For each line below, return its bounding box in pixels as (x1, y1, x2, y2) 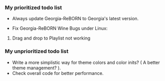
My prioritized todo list (5, 4, 62, 11)
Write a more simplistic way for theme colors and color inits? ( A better (12, 59, 160, 65)
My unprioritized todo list (5, 48, 69, 55)
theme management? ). (12, 65, 61, 71)
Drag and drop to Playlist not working (12, 35, 91, 42)
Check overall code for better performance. (12, 70, 104, 76)
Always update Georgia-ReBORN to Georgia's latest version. (12, 16, 139, 22)
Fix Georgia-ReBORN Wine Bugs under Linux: (12, 25, 108, 31)
